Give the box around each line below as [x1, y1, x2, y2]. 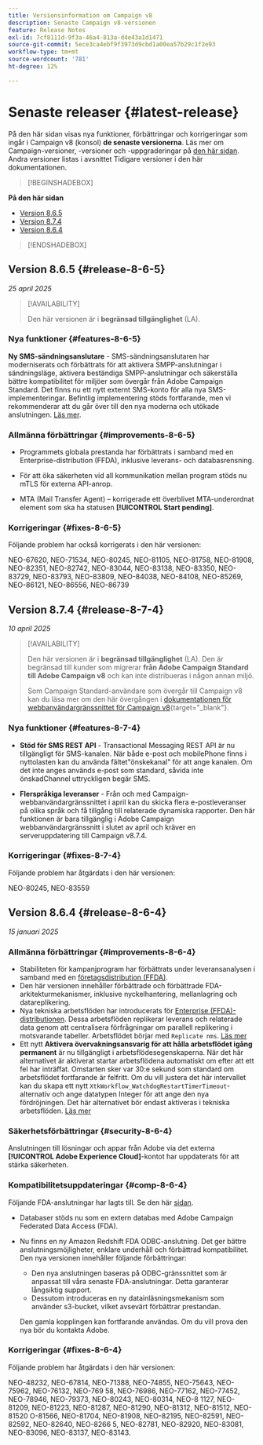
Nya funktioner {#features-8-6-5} [8, 334, 141, 345]
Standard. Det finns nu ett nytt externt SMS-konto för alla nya [8, 385, 206, 394]
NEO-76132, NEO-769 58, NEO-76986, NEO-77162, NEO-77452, [32, 1386, 240, 1396]
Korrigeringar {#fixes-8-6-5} [8, 523, 122, 534]
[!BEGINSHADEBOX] [27, 177, 93, 187]
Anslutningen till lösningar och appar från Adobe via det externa [8, 1144, 215, 1153]
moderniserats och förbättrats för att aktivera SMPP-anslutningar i [8, 359, 222, 369]
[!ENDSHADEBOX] [27, 240, 87, 250]
